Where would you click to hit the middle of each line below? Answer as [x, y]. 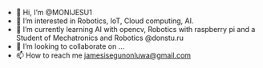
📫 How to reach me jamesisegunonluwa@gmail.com [103, 55]
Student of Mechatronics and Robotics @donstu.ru [100, 38]
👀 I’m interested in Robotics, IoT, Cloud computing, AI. [105, 21]
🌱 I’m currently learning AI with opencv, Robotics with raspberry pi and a [136, 29]
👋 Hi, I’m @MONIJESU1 [54, 12]
